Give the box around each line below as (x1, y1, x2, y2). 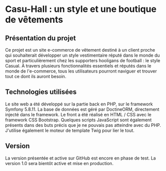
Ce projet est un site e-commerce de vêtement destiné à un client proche (5, 47, 156, 53)
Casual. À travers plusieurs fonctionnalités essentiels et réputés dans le (5, 63, 152, 69)
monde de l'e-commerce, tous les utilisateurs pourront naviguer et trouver (5, 68, 157, 74)
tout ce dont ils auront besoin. (5, 74, 67, 79)
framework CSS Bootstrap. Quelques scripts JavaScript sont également (5, 117, 152, 123)
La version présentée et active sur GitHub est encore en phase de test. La (5, 155, 156, 161)
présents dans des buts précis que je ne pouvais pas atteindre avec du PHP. (5, 122, 162, 128)
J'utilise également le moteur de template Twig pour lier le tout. (5, 127, 135, 133)
